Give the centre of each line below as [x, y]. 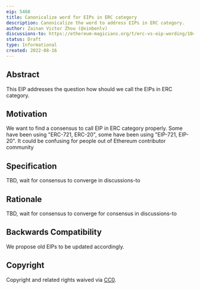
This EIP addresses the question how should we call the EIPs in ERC [89, 89]
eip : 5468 [18, 12]
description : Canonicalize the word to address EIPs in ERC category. [96, 23]
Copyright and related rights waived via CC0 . [61, 279]
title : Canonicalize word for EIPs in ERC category [71, 17]
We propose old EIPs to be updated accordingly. [65, 246]
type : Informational [32, 45]
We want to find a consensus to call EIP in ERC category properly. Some [95, 128]
